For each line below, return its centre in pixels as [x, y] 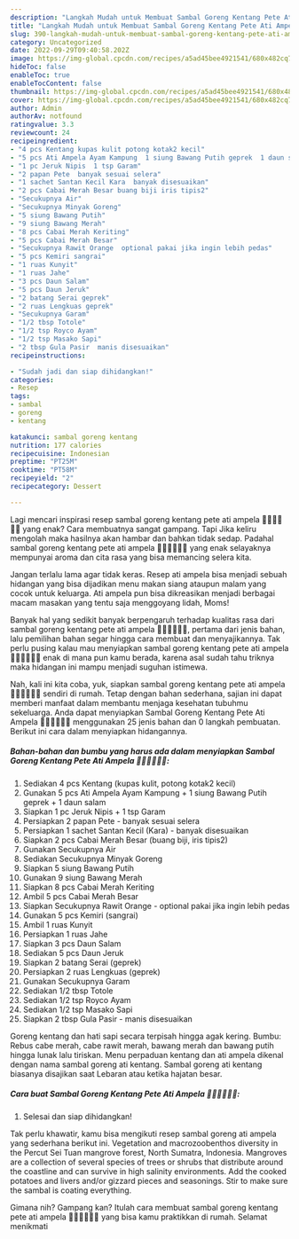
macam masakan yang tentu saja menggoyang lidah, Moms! [120, 602]
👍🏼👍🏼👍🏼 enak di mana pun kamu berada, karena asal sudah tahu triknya [142, 657]
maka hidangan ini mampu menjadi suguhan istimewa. [109, 667]
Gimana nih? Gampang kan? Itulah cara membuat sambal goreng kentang [144, 1207]
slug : [20, 34]
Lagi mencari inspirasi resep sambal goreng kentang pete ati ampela [135, 519]
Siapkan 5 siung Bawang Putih [79, 868]
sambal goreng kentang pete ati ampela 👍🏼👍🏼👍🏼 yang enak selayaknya [141, 547]
